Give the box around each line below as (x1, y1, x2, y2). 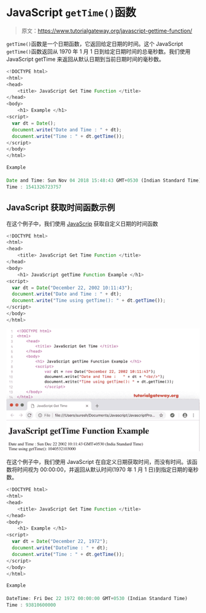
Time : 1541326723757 (6, 183, 62, 190)
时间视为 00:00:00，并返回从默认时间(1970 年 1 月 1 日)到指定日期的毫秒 (17, 466, 199, 473)
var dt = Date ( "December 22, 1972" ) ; (12, 538, 109, 545)
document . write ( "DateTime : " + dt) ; (12, 545, 109, 551)
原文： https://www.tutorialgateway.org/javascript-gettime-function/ (21, 27, 193, 34)
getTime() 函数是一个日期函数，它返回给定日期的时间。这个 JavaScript (6, 40, 183, 47)
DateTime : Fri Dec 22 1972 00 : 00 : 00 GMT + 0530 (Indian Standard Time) (6, 596, 188, 602)
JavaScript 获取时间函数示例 (6, 202, 115, 213)
